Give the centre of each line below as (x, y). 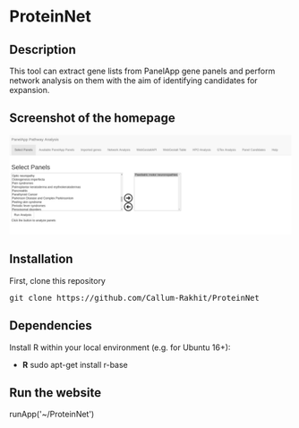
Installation (41, 259)
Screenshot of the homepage (93, 118)
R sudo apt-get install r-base (75, 364)
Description (43, 50)
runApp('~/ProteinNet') (52, 415)
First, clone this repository (57, 280)
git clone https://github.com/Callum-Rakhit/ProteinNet (134, 298)
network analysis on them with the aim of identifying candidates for (133, 81)
